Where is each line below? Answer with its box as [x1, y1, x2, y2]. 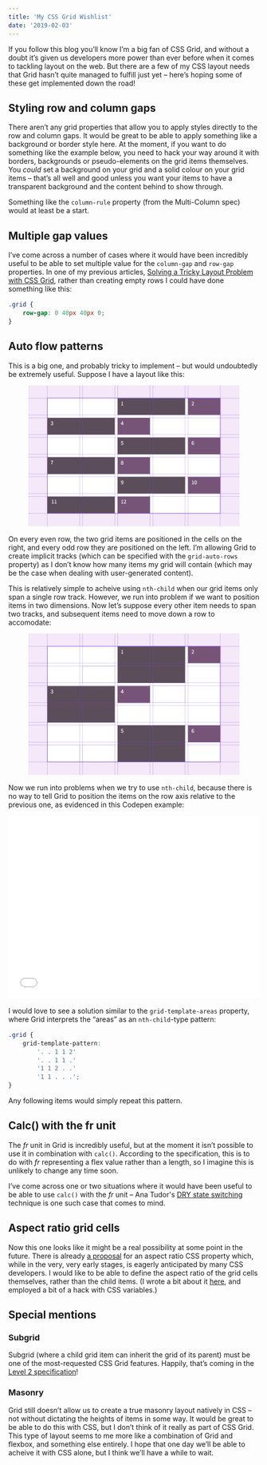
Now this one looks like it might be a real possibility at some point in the [8, 1242, 243, 1252]
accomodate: [8, 617, 52, 627]
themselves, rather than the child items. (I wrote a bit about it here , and [8, 1276, 241, 1286]
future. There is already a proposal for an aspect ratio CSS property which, [8, 1251, 253, 1261]
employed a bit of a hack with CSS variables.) [8, 1284, 158, 1294]
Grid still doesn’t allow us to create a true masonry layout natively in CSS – [8, 1405, 253, 1415]
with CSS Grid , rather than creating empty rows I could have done [8, 276, 225, 285]
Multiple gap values [8, 228, 108, 243]
